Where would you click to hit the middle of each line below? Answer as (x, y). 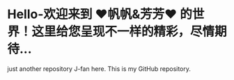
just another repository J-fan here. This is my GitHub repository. (99, 69)
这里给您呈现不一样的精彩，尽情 (123, 32)
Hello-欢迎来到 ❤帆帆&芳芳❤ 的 (100, 14)
